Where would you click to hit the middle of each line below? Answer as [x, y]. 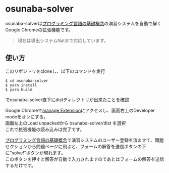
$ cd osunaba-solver [27, 81]
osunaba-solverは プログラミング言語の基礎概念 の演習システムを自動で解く [83, 23]
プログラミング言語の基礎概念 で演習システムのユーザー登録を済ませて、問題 [84, 140]
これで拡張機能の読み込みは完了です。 [45, 129]
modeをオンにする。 [27, 116]
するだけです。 [21, 165]
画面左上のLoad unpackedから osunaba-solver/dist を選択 [66, 123]
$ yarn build [19, 90]
